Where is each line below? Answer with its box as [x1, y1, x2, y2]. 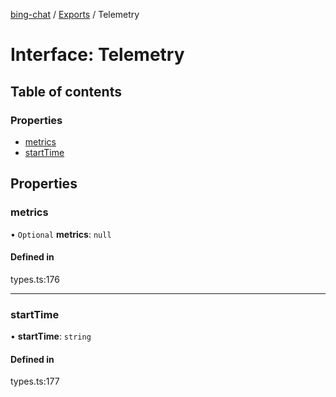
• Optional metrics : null [10, 228, 112, 240]
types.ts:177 [10, 375, 60, 388]
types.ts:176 [10, 273, 60, 285]
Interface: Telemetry [10, 44, 185, 66]
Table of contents [10, 83, 122, 100]
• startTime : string [10, 330, 92, 343]
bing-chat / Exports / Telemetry [10, 9, 140, 20]
